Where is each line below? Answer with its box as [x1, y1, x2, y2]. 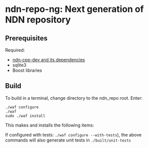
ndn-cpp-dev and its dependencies [12, 57, 85, 63]
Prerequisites [5, 34, 48, 42]
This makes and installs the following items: [5, 122, 94, 128]
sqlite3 [12, 62, 26, 68]
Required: [5, 47, 25, 53]
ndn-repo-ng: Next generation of [5, 3, 144, 15]
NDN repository [5, 14, 71, 25]
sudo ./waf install [5, 113, 46, 118]
